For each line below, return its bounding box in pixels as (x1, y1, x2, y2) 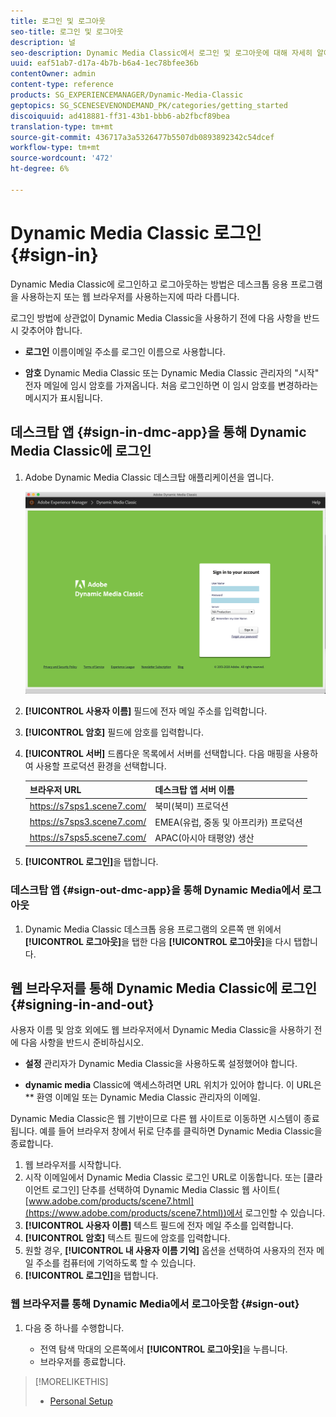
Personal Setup (49, 1395, 113, 1407)
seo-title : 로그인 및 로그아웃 (10, 26, 124, 37)
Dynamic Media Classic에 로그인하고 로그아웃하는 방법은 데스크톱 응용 (10, 278, 289, 290)
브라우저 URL (29, 784, 82, 796)
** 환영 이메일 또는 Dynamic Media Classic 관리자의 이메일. (24, 1091, 261, 1104)
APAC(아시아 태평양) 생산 (154, 831, 255, 844)
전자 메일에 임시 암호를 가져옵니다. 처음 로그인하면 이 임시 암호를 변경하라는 (24, 379, 319, 391)
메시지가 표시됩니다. (24, 391, 103, 404)
